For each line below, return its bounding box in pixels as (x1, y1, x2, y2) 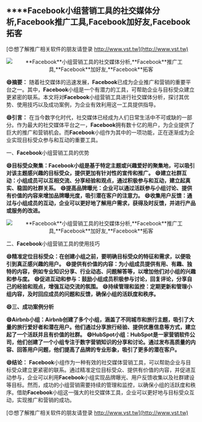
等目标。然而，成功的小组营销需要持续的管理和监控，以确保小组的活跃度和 (6, 381, 191, 388)
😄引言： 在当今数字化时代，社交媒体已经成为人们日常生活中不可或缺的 (6, 114, 182, 121)
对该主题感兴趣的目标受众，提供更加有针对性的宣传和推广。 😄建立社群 (6, 169, 182, 176)
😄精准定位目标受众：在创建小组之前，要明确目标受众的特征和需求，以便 (6, 252, 186, 260)
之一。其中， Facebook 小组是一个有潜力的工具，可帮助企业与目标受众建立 (11, 86, 195, 93)
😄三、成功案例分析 (6, 303, 54, 310)
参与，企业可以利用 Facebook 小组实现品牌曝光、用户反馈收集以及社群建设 (11, 373, 195, 381)
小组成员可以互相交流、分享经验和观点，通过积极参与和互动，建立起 (16, 177, 185, 184)
